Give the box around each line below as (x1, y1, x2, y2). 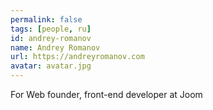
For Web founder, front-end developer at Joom (10, 89, 203, 100)
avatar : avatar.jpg (10, 61, 92, 71)
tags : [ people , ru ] (10, 24, 92, 34)
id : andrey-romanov (10, 33, 92, 43)
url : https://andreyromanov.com (10, 52, 145, 62)
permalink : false (10, 14, 83, 25)
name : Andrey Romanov (10, 42, 101, 53)
